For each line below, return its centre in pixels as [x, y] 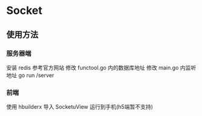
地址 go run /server [30, 75]
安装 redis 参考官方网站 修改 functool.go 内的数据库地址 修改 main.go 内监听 [101, 67]
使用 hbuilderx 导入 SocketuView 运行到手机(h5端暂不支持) [80, 107]
